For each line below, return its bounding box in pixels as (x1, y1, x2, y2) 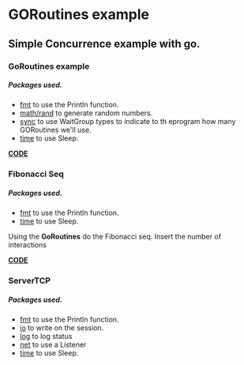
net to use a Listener (19, 340, 87, 349)
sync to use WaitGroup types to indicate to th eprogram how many (19, 117, 236, 126)
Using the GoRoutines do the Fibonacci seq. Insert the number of (8, 231, 222, 242)
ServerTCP (8, 275, 51, 286)
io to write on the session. (19, 323, 104, 333)
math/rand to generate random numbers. (19, 108, 153, 118)
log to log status (19, 332, 73, 341)
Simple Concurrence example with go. (8, 37, 201, 51)
